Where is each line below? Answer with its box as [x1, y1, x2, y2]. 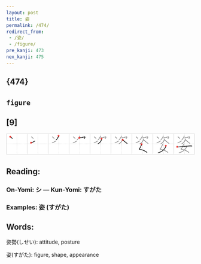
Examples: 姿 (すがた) [6, 203, 70, 211]
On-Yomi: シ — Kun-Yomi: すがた [6, 186, 102, 194]
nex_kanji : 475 [6, 54, 44, 60]
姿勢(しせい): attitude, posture [6, 238, 80, 245]
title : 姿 [6, 16, 30, 22]
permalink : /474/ [6, 22, 50, 28]
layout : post [6, 10, 39, 16]
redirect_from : [6, 29, 44, 35]
